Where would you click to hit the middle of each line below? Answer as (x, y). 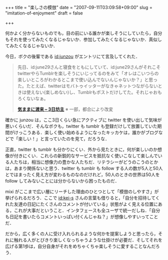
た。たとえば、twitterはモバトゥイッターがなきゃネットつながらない (88, 86)
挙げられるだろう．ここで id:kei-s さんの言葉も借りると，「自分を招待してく (82, 198)
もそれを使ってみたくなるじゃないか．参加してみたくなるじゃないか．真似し (84, 39)
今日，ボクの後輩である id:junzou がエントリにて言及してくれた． (73, 56)
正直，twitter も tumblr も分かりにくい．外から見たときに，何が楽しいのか (81, 149)
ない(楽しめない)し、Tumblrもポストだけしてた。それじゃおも (98, 92)
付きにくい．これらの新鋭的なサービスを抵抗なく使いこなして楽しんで (86, 156)
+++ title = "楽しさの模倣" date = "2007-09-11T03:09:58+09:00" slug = (79, 7)
